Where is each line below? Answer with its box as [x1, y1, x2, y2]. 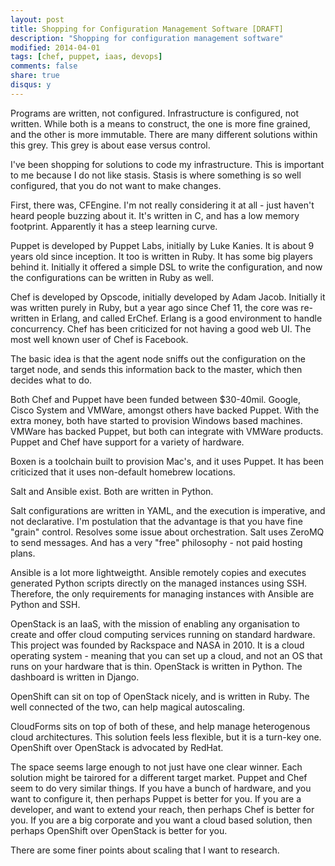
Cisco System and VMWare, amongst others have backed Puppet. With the [10, 404, 320, 416]
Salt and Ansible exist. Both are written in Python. [10, 485, 214, 497]
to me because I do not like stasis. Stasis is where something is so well [10, 169, 302, 181]
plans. [10, 547, 36, 559]
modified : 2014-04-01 [10, 42, 101, 53]
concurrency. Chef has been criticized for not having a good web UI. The [10, 322, 312, 335]
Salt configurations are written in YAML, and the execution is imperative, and [10, 504, 326, 516]
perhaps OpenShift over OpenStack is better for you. [10, 824, 228, 836]
